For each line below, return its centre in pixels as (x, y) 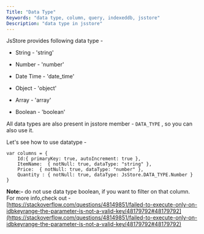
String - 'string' (34, 53)
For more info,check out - (39, 198)
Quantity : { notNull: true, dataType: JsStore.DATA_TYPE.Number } (105, 175)
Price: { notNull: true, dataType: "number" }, (81, 170)
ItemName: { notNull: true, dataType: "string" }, (85, 164)
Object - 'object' (36, 88)
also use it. (20, 130)
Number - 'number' (40, 64)
